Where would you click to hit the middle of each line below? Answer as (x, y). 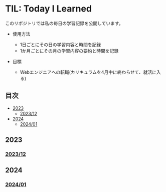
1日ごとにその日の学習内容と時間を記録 (60, 44)
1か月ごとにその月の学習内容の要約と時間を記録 (69, 51)
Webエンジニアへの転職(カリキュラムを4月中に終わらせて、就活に (88, 72)
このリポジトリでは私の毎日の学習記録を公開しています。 (64, 23)
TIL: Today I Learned (48, 9)
